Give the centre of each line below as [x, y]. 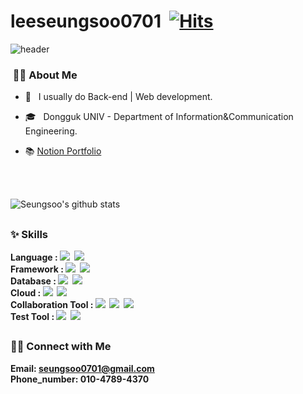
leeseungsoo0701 [86, 21]
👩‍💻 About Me [45, 75]
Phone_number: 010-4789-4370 [80, 379]
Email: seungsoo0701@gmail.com [82, 368]
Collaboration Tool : [52, 304]
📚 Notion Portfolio [63, 151]
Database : [33, 281]
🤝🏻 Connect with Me [61, 347]
